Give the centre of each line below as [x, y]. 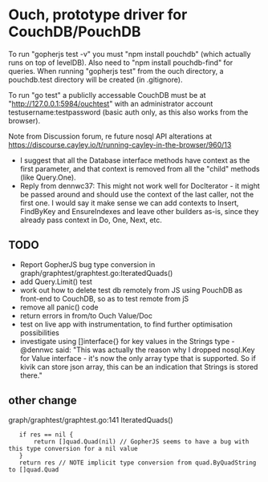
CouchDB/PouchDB [75, 32]
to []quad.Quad [34, 470]
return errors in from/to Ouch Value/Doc [86, 315]
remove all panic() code [59, 307]
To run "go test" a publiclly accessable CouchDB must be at [107, 95]
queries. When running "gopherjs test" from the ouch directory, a [116, 71]
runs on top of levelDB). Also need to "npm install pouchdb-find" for [121, 63]
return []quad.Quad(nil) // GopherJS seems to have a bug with [141, 441]
